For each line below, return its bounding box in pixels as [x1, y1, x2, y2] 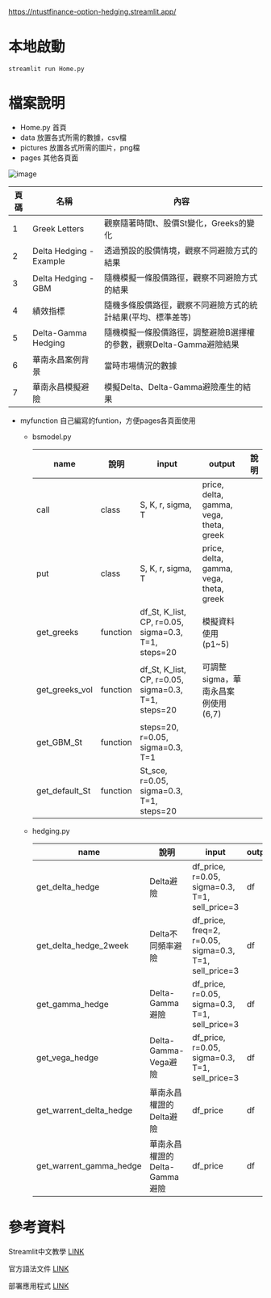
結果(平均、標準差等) [111, 311, 192, 323]
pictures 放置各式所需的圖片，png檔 [19, 142, 140, 152]
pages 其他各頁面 [19, 153, 79, 163]
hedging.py [31, 826, 70, 835]
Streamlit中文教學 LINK [8, 1246, 85, 1256]
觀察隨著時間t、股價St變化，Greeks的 [103, 218, 248, 229]
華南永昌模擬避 [31, 381, 90, 392]
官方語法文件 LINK [8, 1263, 69, 1273]
